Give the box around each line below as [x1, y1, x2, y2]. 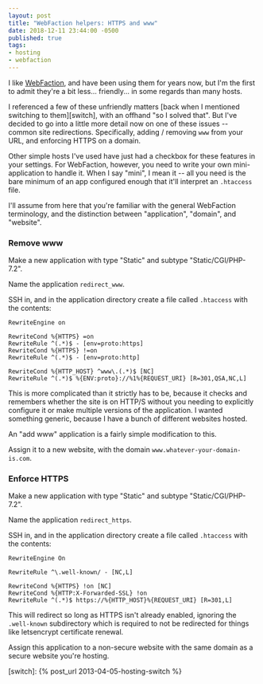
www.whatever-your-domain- [152, 446, 242, 454]
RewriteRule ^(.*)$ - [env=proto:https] [8, 340, 145, 348]
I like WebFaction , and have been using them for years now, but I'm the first [8, 77, 256, 88]
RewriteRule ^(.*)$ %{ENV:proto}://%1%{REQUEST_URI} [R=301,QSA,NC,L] [8, 375, 247, 383]
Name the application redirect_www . [8, 280, 126, 289]
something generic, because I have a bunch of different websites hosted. [8, 414, 248, 423]
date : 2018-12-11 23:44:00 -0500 [8, 26, 119, 34]
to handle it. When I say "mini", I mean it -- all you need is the [46, 168, 246, 178]
